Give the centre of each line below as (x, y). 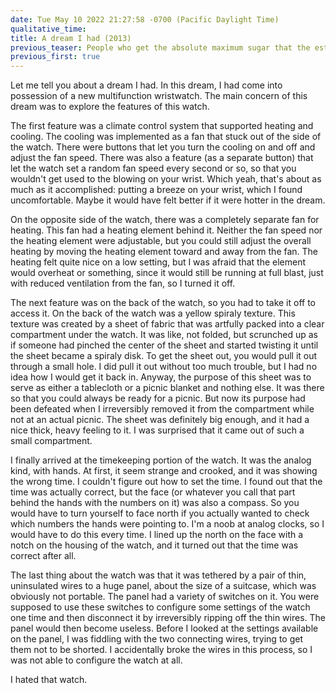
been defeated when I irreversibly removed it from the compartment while (162, 409)
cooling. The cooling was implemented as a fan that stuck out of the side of (166, 137)
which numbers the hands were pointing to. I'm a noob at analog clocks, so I (167, 524)
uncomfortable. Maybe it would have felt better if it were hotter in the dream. (168, 200)
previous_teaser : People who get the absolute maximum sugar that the (160, 47)
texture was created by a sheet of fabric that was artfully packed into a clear (167, 324)
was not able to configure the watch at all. (96, 660)
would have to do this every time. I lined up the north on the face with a (157, 535)
